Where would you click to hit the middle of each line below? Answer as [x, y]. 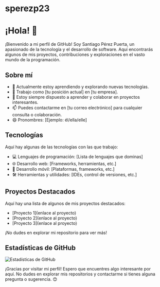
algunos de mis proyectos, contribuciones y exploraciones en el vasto [75, 54]
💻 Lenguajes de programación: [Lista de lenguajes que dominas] [78, 157]
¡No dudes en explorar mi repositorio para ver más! [56, 233]
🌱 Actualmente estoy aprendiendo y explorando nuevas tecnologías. [80, 87]
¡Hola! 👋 [21, 31]
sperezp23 [27, 9]
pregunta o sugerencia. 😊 [31, 279]
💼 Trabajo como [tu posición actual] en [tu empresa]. [65, 92]
